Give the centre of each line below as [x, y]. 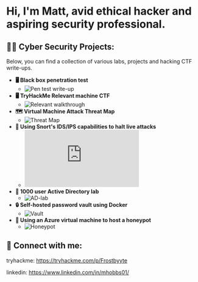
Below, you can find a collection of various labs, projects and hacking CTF [99, 61]
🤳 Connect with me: [44, 246]
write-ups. [19, 68]
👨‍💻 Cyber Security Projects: [60, 47]
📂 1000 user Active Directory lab [57, 191]
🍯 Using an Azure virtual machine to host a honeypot [83, 220]
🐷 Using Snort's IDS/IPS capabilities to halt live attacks [86, 127]
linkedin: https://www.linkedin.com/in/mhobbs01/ [68, 272]
